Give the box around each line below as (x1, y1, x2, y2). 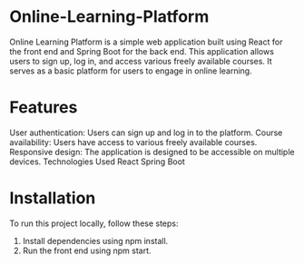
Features (9, 97, 78, 118)
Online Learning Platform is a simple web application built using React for (9, 36, 283, 47)
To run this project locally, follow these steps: (9, 218, 179, 229)
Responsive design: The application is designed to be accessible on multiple (9, 146, 295, 157)
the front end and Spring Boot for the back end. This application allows (9, 45, 275, 56)
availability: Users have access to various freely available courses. (9, 136, 258, 147)
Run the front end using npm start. (22, 245, 152, 256)
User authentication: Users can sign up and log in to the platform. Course (9, 127, 283, 138)
